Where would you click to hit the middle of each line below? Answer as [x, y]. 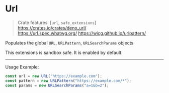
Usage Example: [22, 67]
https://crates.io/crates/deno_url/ [52, 27]
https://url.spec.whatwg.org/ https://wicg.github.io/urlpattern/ [82, 33]
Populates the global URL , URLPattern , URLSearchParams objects [69, 42]
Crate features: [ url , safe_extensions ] [57, 22]
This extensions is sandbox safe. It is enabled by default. [64, 52]
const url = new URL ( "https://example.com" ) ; [54, 76]
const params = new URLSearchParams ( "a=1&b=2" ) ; [57, 85]
